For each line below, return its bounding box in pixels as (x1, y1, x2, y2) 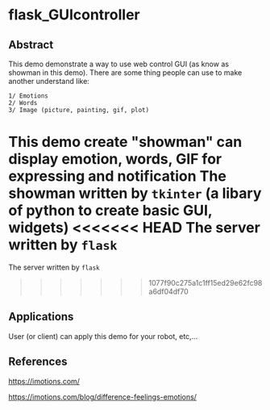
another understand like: (8, 77, 90, 86)
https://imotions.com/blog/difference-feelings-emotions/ (8, 391, 197, 401)
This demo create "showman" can (8, 133, 243, 151)
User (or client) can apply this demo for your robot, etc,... (8, 331, 198, 341)
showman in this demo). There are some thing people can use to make (8, 68, 243, 77)
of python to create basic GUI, (8, 202, 213, 220)
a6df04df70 (148, 287, 189, 296)
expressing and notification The (8, 167, 227, 186)
